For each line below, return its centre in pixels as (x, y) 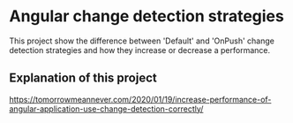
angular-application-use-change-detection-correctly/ (106, 109)
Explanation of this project (83, 78)
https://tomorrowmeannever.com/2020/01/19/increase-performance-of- (140, 99)
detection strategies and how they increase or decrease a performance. (140, 50)
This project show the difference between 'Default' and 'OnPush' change (142, 41)
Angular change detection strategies (146, 16)
